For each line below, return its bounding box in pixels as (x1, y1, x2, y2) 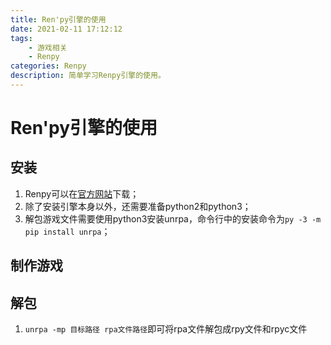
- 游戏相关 (28, 42, 68, 53)
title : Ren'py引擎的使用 (10, 14, 107, 25)
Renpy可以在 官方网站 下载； (24, 187, 140, 200)
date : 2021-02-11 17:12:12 (10, 24, 123, 34)
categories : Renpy (10, 61, 87, 71)
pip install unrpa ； (24, 225, 111, 237)
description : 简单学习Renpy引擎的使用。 (10, 71, 166, 81)
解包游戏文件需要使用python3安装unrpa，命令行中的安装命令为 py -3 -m (24, 212, 322, 225)
